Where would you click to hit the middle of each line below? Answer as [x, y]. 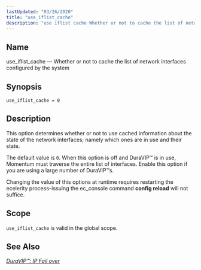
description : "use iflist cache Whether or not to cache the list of [95, 23]
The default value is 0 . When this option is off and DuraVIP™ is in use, [91, 157]
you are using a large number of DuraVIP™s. [60, 170]
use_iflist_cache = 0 [33, 101]
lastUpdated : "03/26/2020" [40, 12]
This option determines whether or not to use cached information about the [99, 133]
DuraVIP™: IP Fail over [33, 261]
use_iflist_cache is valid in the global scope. [62, 227]
